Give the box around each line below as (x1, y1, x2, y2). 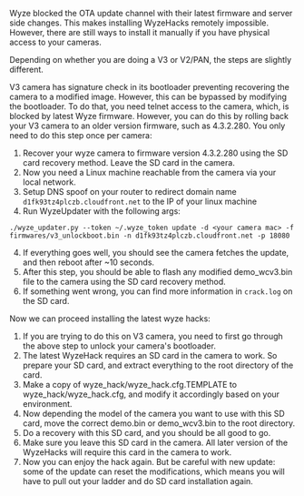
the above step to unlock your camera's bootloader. (22, 340, 216, 351)
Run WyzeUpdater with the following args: (22, 206, 181, 217)
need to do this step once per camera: (9, 130, 152, 140)
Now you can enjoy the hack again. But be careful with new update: (22, 457, 276, 467)
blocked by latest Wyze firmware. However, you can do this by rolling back (9, 111, 289, 121)
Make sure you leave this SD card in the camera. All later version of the (22, 437, 289, 448)
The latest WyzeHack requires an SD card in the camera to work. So (22, 350, 278, 360)
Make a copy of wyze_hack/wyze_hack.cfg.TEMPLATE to (22, 380, 238, 390)
